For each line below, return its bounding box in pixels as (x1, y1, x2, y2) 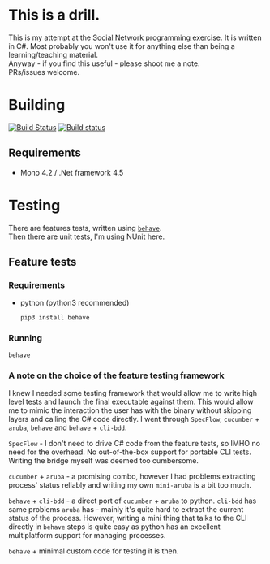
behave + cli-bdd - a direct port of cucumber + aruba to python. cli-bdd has (8, 496, 257, 505)
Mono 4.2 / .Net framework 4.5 (19, 167, 124, 177)
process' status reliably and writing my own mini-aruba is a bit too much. (8, 479, 251, 489)
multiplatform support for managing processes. (8, 530, 166, 540)
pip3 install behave (19, 314, 90, 322)
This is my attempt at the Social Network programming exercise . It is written (8, 33, 262, 42)
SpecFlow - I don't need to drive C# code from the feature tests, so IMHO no (8, 438, 261, 448)
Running (8, 332, 43, 344)
